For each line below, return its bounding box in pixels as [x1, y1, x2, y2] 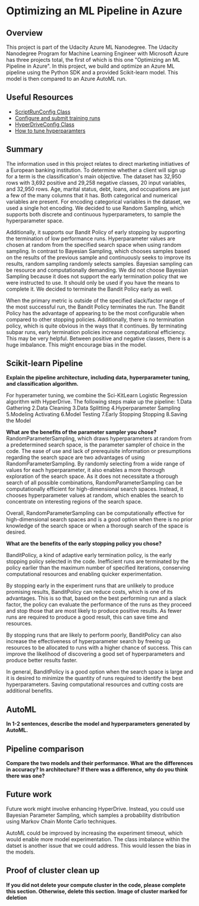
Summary [6, 144, 43, 155]
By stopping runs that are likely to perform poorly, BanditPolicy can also [6, 631, 182, 638]
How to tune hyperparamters [14, 127, 86, 134]
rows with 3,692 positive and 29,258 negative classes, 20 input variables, [6, 179, 187, 186]
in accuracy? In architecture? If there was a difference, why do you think [6, 766, 188, 773]
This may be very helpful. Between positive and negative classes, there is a [6, 335, 191, 342]
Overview [6, 28, 43, 38]
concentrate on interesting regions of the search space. [6, 498, 143, 505]
